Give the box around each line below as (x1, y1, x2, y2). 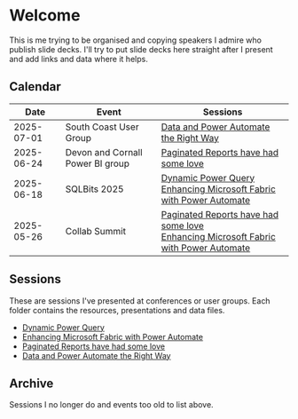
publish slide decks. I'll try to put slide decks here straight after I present (9, 43, 273, 54)
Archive (9, 376, 54, 391)
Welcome (9, 5, 81, 26)
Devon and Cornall (65, 146, 144, 158)
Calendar (9, 79, 61, 94)
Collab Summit (65, 225, 127, 237)
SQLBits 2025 (65, 183, 124, 195)
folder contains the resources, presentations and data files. (9, 304, 225, 315)
